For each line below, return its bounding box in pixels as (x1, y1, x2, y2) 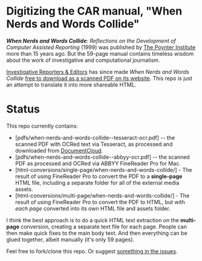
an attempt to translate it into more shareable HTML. (6, 81, 137, 88)
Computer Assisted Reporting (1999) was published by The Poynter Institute (6, 44, 196, 51)
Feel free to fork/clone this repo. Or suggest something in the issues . (6, 247, 178, 255)
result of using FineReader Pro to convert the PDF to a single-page (15, 173, 183, 180)
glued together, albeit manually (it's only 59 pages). (6, 236, 135, 243)
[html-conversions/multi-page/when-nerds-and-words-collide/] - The (15, 192, 190, 199)
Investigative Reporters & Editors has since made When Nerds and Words (6, 68, 189, 75)
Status (6, 102, 41, 116)
